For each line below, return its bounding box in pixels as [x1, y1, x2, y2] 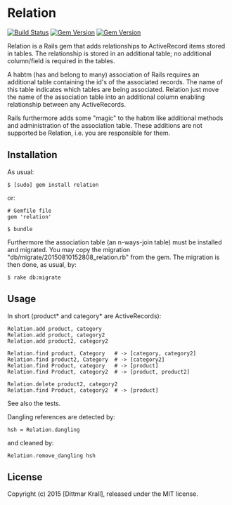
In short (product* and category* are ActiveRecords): [7, 311, 162, 320]
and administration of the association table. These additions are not [7, 121, 202, 129]
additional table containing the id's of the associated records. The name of [7, 77, 224, 86]
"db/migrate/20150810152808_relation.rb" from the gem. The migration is [7, 253, 220, 261]
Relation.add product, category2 [7, 332, 105, 339]
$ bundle [7, 225, 33, 232]
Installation [7, 149, 58, 161]
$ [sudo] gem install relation [7, 181, 99, 188]
